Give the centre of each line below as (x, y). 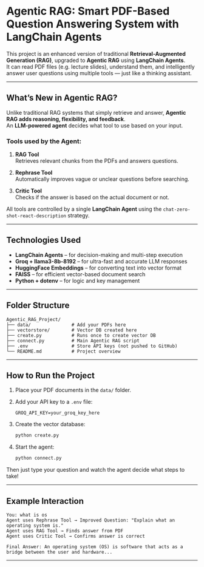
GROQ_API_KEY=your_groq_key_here (57, 413)
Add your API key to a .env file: (54, 402)
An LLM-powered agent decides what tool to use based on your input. (95, 125)
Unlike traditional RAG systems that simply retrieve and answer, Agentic (96, 112)
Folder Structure (38, 306)
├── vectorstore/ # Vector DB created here (72, 330)
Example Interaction (45, 501)
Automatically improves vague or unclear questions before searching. (102, 179)
